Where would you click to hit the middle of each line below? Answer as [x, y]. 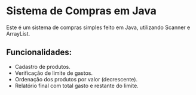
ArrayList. [18, 33]
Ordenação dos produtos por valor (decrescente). [76, 79]
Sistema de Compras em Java [82, 11]
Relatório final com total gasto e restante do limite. [76, 85]
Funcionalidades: [39, 53]
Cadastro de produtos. [42, 66]
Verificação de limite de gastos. [54, 73]
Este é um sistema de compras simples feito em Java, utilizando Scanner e [98, 27]
